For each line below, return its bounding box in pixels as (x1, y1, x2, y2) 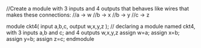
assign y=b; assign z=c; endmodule (6, 36, 95, 42)
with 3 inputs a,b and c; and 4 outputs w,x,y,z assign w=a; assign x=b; (6, 29, 180, 36)
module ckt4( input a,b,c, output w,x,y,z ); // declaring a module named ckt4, (6, 23, 196, 30)
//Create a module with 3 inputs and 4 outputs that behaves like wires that (6, 5, 189, 12)
